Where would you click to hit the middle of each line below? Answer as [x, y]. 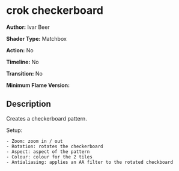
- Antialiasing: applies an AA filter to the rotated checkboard [89, 162]
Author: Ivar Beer [28, 27]
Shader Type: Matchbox [37, 38]
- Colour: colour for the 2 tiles [50, 157]
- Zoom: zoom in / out [35, 141]
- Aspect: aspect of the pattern [48, 151]
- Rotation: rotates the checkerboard [55, 146]
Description [29, 104]
